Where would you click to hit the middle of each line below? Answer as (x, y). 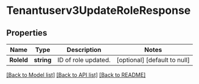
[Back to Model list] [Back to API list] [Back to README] (76, 75)
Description (84, 50)
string (43, 60)
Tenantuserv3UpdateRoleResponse (99, 11)
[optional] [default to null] (153, 60)
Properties (27, 33)
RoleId (19, 60)
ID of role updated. (84, 60)
